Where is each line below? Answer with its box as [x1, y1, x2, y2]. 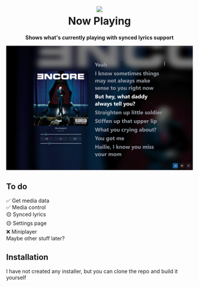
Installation [6, 252, 49, 262]
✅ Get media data [6, 197, 50, 204]
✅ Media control [6, 204, 46, 211]
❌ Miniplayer [6, 228, 37, 236]
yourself [6, 274, 27, 281]
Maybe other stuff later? [6, 235, 65, 242]
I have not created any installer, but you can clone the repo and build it [6, 268, 178, 275]
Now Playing [68, 14, 131, 28]
